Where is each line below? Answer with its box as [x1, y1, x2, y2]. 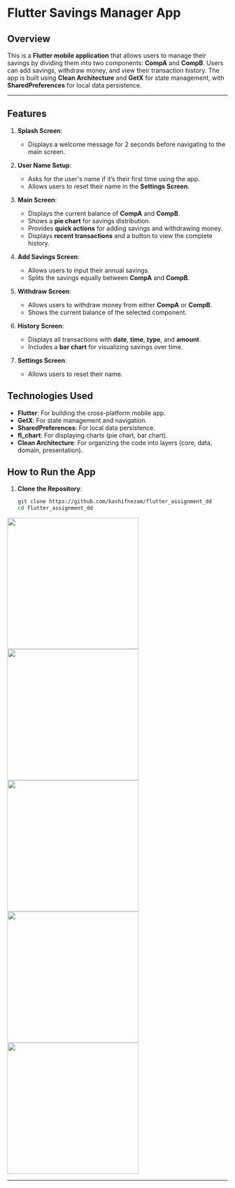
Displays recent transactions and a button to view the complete [27, 231, 213, 239]
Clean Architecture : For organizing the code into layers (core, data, [17, 438, 213, 447]
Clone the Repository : [17, 484, 83, 493]
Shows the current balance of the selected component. [27, 308, 187, 316]
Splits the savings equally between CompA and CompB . [27, 273, 190, 281]
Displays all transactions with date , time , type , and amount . [27, 335, 201, 344]
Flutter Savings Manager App [7, 5, 181, 21]
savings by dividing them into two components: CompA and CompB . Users [7, 59, 224, 67]
